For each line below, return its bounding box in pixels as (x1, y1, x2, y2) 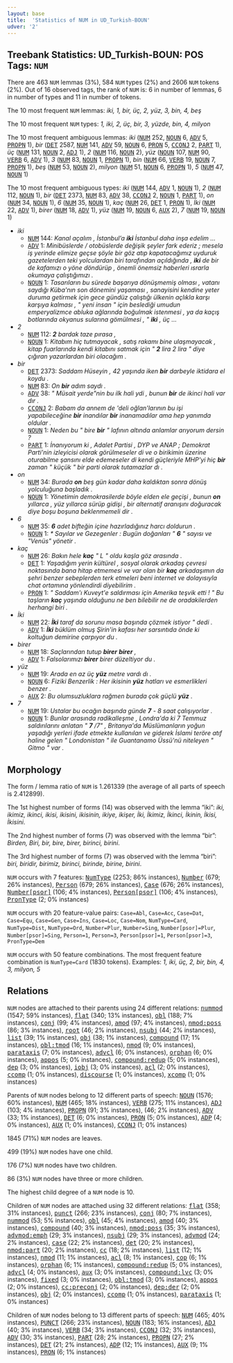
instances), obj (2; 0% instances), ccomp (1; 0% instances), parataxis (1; (7, 1290, 222, 1298)
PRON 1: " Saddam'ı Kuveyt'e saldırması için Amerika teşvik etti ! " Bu (27, 589, 224, 597)
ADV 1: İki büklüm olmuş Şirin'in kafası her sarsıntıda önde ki (27, 626, 200, 634)
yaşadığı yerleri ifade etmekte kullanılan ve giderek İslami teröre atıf (27, 729, 223, 737)
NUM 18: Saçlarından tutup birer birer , (27, 648, 137, 656)
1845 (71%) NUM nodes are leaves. (7, 1134, 103, 1142)
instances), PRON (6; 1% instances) (7, 1348, 106, 1356)
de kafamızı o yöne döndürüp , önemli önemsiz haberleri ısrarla (27, 263, 209, 272)
